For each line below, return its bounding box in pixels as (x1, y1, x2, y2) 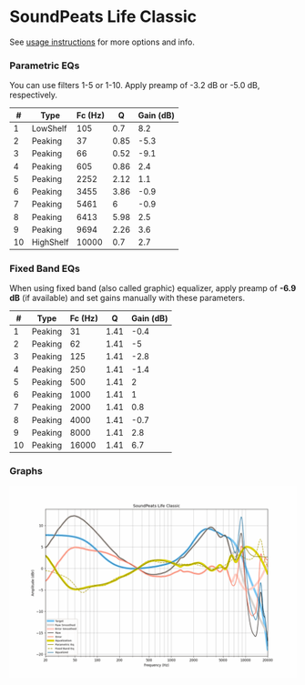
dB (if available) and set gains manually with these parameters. (9, 293, 246, 304)
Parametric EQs (9, 59, 80, 72)
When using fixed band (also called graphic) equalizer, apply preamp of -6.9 (9, 283, 297, 294)
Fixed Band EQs (9, 262, 80, 275)
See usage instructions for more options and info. (9, 36, 196, 47)
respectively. (9, 89, 57, 101)
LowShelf (31, 123, 67, 134)
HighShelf (31, 237, 69, 247)
